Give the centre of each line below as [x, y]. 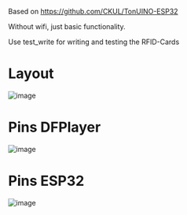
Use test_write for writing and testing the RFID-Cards [94, 42]
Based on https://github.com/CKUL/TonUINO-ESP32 [93, 11]
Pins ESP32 [46, 181]
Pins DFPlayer [55, 127]
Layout [31, 74]
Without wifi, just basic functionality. [67, 26]
